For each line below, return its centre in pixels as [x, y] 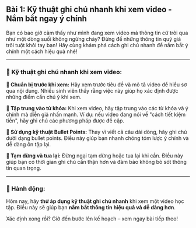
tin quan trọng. [24, 168]
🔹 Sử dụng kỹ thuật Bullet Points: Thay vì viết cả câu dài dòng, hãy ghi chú [97, 132]
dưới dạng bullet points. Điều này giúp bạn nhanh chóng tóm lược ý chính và [97, 138]
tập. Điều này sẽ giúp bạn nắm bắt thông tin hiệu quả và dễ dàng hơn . [91, 208]
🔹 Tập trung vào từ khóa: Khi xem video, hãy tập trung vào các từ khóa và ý [97, 108]
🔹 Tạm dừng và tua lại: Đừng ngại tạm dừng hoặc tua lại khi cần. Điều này [95, 156]
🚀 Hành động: [26, 189]
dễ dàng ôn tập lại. [29, 145]
